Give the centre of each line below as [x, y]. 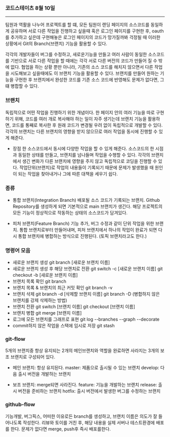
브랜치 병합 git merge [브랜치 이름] [47, 313]
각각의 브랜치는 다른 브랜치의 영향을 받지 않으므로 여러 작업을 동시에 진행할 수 [81, 131]
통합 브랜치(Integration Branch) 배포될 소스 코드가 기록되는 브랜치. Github [86, 200]
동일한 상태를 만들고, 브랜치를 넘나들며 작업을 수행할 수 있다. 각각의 [84, 155]
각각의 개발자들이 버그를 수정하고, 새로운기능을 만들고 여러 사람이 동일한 [76, 55]
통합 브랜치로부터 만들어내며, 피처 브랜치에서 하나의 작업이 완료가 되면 [88, 230]
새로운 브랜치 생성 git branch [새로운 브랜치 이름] [61, 263]
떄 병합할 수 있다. [22, 86]
